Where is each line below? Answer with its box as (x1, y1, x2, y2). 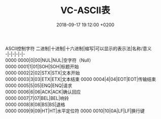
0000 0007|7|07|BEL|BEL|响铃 (5, 95, 70, 101)
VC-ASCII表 (60, 5, 110, 16)
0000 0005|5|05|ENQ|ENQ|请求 (5, 82, 73, 89)
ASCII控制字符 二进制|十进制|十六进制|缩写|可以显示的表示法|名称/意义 (5, 45, 152, 51)
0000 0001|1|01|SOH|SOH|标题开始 (5, 63, 79, 69)
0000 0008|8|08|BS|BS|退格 (5, 101, 66, 107)
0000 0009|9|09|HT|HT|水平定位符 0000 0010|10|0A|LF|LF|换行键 (5, 107, 145, 114)
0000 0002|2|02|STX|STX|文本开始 (5, 69, 80, 76)
